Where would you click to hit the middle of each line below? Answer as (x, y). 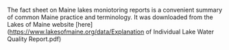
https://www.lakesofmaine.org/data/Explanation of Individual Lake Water (112, 32)
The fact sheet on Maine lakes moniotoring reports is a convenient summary (115, 10)
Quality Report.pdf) (34, 39)
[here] (84, 24)
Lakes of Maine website (40, 24)
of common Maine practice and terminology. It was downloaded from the (110, 17)
